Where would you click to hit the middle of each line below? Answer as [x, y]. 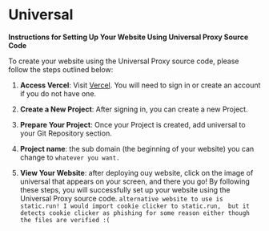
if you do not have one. [58, 93]
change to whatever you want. [70, 157]
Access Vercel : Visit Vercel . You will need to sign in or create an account [140, 85]
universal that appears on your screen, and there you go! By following [135, 181]
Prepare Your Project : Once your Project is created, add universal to [132, 124]
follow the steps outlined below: [61, 69]
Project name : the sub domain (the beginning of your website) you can [137, 148]
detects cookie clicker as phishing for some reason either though [134, 213]
